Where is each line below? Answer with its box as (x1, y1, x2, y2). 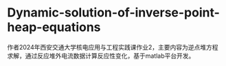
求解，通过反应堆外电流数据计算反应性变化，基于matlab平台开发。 (7, 52, 195, 60)
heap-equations (7, 19, 101, 35)
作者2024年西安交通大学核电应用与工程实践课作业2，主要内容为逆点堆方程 (7, 43, 218, 51)
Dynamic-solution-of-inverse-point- (7, 5, 220, 21)
